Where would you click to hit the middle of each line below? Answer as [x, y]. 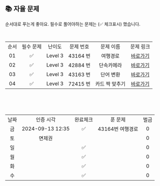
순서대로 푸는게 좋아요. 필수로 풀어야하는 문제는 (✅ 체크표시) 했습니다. [73, 24]
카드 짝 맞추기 [110, 84]
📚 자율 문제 [22, 9]
